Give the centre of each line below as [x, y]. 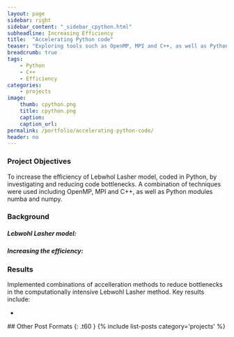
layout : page [26, 14]
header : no [23, 137]
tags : [15, 59]
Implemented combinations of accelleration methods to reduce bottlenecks [115, 285]
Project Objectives [39, 161]
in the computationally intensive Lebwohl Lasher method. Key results [106, 292]
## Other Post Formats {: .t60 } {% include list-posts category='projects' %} [116, 327]
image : [17, 98]
